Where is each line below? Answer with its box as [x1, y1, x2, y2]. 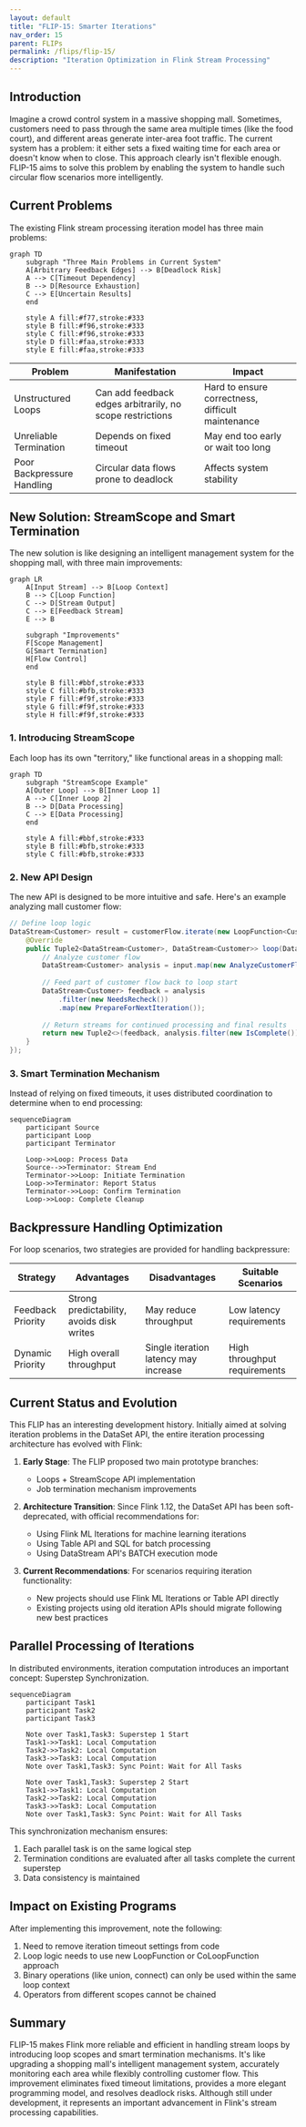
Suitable [241, 1265, 280, 1278]
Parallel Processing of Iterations [9, 1639, 195, 1654]
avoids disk [67, 1315, 117, 1328]
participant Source [25, 1123, 100, 1132]
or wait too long [203, 441, 271, 454]
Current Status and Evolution [9, 1395, 178, 1410]
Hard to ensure [203, 380, 269, 393]
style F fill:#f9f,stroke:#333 [25, 694, 145, 704]
